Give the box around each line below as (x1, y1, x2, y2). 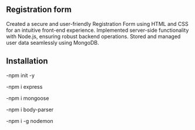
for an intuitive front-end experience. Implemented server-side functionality (6, 26, 189, 34)
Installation (6, 56, 48, 66)
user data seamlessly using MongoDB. (6, 39, 99, 46)
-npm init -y (6, 72, 35, 79)
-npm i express (6, 83, 43, 90)
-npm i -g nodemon (6, 117, 54, 124)
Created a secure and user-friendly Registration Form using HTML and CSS (6, 20, 189, 27)
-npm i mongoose (6, 94, 49, 102)
